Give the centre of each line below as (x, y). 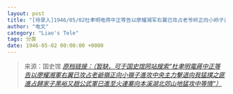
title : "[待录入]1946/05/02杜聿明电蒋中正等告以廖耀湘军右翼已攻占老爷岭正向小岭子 (115, 20)
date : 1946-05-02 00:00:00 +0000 (55, 46)
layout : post (26, 13)
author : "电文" (28, 26)
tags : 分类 (22, 39)
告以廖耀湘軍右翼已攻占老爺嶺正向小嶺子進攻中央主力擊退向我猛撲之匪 (124, 75)
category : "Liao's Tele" (43, 33)
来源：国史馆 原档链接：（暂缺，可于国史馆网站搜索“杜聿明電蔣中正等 (122, 66)
